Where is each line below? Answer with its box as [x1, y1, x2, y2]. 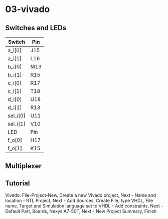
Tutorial [5, 179, 30, 187]
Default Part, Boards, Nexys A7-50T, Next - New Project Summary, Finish [5, 208, 157, 214]
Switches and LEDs [5, 24, 67, 32]
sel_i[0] [8, 112, 26, 119]
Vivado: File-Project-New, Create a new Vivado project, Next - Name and [5, 192, 156, 198]
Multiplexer [5, 162, 42, 170]
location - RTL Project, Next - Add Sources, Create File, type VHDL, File [5, 197, 153, 204]
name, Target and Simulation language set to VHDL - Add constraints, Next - [5, 203, 163, 209]
